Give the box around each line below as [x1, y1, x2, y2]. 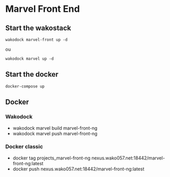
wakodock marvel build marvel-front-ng [12, 125, 98, 131]
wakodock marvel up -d [5, 56, 54, 61]
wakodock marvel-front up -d [5, 37, 68, 42]
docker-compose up [5, 83, 45, 89]
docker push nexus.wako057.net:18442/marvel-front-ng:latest [12, 166, 145, 172]
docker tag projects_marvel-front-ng [12, 155, 91, 161]
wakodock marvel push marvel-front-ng [12, 130, 98, 136]
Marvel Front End [5, 3, 80, 15]
